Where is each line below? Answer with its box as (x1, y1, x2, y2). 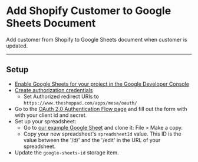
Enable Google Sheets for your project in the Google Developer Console (14, 80, 190, 87)
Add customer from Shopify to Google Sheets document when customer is (6, 36, 187, 43)
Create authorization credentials (14, 86, 93, 93)
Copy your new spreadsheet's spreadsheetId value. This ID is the (23, 130, 181, 137)
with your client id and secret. (14, 112, 87, 119)
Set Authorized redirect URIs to (23, 93, 99, 100)
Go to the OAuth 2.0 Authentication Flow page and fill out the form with (14, 105, 187, 112)
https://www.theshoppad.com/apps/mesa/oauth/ (23, 100, 137, 106)
